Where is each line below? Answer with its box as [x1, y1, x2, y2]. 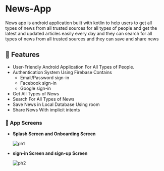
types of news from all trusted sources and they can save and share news [5, 36, 159, 42]
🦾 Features [5, 50, 40, 59]
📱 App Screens [5, 119, 42, 126]
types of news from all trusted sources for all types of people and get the [5, 25, 157, 31]
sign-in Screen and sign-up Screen [12, 150, 88, 156]
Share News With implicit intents [12, 106, 80, 112]
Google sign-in [20, 85, 51, 91]
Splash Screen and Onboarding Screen [12, 131, 96, 137]
